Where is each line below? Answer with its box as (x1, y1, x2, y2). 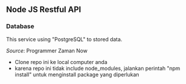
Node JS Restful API (6, 5, 81, 15)
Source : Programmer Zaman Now (6, 47, 87, 54)
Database (6, 22, 34, 31)
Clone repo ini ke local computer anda (14, 58, 107, 65)
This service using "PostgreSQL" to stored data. (6, 35, 123, 43)
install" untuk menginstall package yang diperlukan (14, 70, 140, 78)
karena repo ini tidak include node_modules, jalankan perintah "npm (14, 65, 181, 72)
